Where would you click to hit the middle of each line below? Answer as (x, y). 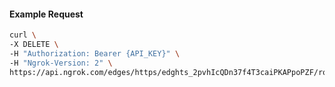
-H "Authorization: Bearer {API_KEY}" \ (95, 53)
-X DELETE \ (34, 45)
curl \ (23, 35)
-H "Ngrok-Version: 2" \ (61, 63)
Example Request (46, 14)
